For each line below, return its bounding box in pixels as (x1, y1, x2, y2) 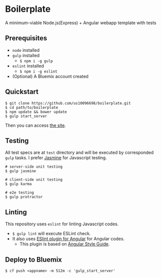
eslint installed (12, 63, 44, 69)
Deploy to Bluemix (5, 255, 63, 264)
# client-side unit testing (5, 177, 63, 182)
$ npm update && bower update (5, 109, 67, 114)
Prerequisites (5, 34, 47, 42)
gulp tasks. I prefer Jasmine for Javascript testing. (5, 155, 107, 161)
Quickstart (5, 88, 39, 96)
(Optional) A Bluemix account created (12, 73, 89, 79)
